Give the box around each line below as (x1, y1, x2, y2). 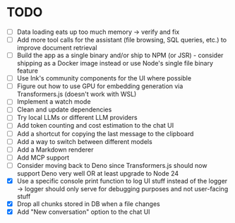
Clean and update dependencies (16, 105, 112, 114)
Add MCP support (16, 153, 70, 162)
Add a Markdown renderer (16, 145, 94, 154)
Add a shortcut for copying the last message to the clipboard (16, 129, 194, 138)
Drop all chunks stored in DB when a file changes (16, 199, 160, 208)
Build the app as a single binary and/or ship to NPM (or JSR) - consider (16, 51, 224, 60)
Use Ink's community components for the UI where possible (16, 74, 192, 83)
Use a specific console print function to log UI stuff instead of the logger (16, 176, 228, 185)
